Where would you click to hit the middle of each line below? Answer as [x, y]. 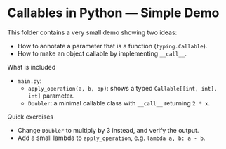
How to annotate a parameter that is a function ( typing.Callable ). [112, 46]
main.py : [29, 80]
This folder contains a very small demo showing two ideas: [92, 32]
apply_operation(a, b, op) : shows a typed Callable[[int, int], [122, 88]
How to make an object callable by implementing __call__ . [102, 53]
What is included [32, 67]
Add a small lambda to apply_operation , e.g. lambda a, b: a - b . [111, 138]
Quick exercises [31, 117]
